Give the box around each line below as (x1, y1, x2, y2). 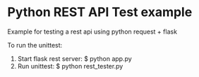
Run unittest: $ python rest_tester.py (17, 62, 123, 70)
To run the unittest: (7, 41, 63, 49)
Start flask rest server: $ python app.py (17, 54, 132, 63)
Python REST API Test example (7, 4, 193, 20)
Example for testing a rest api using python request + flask (7, 27, 178, 36)
